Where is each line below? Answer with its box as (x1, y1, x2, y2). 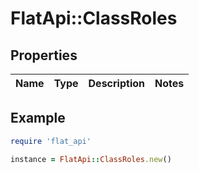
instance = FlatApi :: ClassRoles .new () (10, 154, 172, 164)
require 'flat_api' (10, 136, 92, 146)
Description (88, 77, 145, 90)
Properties (10, 47, 78, 64)
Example (10, 110, 66, 127)
